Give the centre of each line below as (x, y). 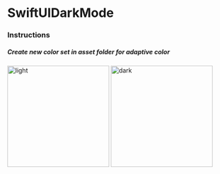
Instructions (29, 35)
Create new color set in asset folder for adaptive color (89, 51)
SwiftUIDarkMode (61, 13)
